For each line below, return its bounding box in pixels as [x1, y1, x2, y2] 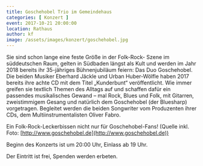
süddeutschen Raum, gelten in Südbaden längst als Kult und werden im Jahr [6, 60, 196, 67]
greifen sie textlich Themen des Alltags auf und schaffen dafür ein [6, 86, 171, 92]
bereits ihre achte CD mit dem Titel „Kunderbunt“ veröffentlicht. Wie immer [6, 79, 192, 86]
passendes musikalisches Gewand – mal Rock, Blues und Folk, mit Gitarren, [6, 92, 195, 99]
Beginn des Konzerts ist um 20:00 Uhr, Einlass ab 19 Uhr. [6, 141, 148, 148]
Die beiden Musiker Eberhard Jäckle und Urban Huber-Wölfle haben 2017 [6, 73, 189, 80]
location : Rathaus [6, 25, 53, 32]
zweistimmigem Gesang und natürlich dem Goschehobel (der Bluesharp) [6, 98, 187, 106]
